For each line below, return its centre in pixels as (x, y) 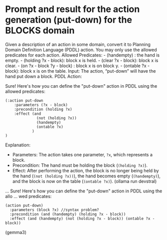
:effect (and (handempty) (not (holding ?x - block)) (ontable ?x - (82, 218)
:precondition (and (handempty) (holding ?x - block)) (68, 214)
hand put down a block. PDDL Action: (44, 76)
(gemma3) (16, 232)
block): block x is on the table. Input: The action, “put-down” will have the (81, 71)
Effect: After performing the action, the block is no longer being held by (85, 170)
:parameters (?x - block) (41, 105)
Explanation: (18, 145)
